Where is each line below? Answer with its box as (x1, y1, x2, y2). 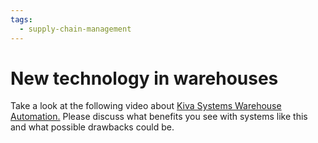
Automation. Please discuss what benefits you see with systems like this (10, 111, 308, 123)
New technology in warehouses (10, 67, 279, 90)
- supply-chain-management (19, 24, 132, 34)
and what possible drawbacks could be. (10, 121, 175, 133)
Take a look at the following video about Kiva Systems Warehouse (10, 100, 282, 112)
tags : (10, 14, 33, 25)
